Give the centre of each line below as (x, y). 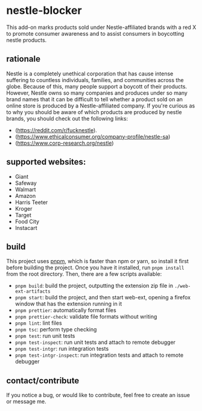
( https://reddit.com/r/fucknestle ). (56, 130)
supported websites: (46, 162)
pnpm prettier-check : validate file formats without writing (86, 317)
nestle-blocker (44, 11)
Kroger (24, 208)
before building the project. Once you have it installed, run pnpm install (96, 268)
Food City (27, 221)
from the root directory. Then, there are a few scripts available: (84, 274)
